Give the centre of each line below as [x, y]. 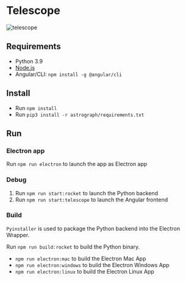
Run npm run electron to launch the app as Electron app [77, 164]
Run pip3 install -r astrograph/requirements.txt [80, 114]
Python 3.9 [29, 61]
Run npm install [36, 108]
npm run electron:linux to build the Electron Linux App [84, 271]
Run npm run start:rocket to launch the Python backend [87, 193]
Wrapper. [18, 235]
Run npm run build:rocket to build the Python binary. [73, 246]
